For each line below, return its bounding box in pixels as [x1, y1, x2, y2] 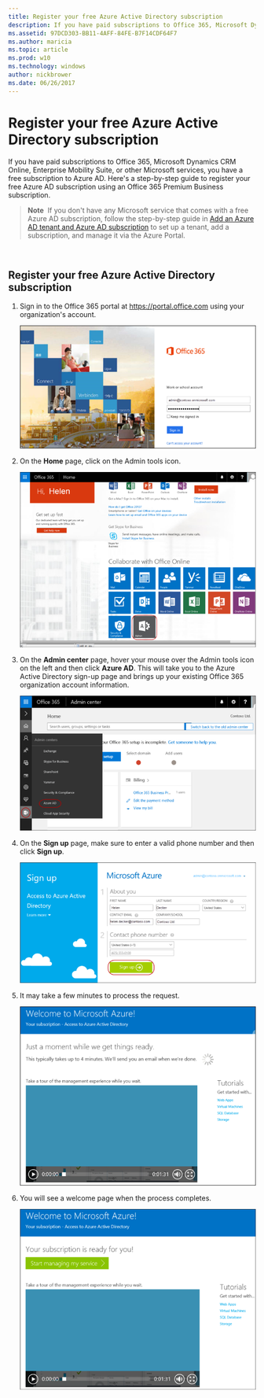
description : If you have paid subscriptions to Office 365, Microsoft [8, 20, 247, 29]
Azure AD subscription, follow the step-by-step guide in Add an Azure [27, 213, 255, 223]
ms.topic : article [8, 46, 68, 54]
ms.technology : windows [8, 63, 86, 71]
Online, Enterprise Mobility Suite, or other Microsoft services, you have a [8, 165, 244, 175]
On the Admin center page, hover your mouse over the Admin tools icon [19, 655, 255, 665]
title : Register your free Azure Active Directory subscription [8, 13, 223, 20]
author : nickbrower [8, 71, 72, 79]
